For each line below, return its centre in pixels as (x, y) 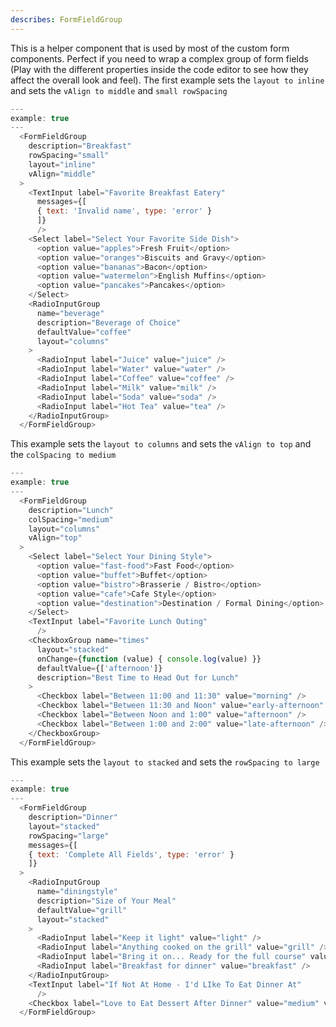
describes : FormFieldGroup (66, 19)
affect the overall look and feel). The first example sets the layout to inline (167, 80)
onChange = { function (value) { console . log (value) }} (149, 659)
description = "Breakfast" (80, 146)
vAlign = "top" (55, 538)
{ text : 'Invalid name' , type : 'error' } (124, 211)
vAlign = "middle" (62, 174)
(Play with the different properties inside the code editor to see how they (159, 69)
